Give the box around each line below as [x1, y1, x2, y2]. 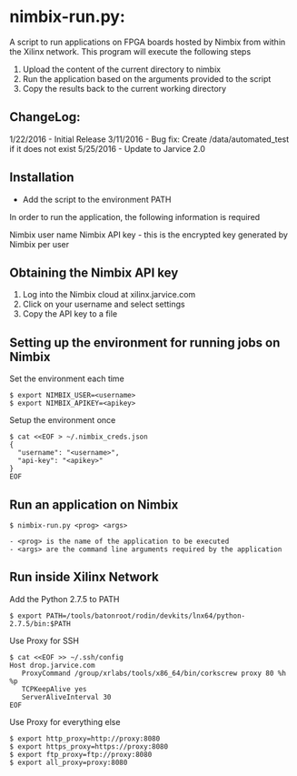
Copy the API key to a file [22, 308, 118, 319]
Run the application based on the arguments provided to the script [22, 73, 272, 84]
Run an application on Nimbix [9, 497, 179, 512]
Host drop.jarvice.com [9, 660, 95, 670]
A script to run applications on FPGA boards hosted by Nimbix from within [9, 36, 286, 47]
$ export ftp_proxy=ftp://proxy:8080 [9, 750, 153, 759]
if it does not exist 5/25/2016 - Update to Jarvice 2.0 [9, 143, 206, 154]
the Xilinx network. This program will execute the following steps [9, 45, 252, 56]
